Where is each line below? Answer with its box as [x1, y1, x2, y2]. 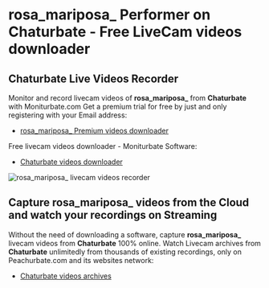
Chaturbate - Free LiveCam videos [8, 23, 243, 41]
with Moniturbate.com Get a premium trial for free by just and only [8, 102, 227, 111]
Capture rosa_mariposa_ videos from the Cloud [8, 195, 250, 210]
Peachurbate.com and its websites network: [8, 255, 154, 265]
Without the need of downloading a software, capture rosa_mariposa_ [8, 229, 242, 239]
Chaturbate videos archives [19, 271, 112, 281]
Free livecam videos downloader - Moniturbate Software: [8, 142, 198, 150]
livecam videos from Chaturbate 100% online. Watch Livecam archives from [8, 238, 261, 248]
